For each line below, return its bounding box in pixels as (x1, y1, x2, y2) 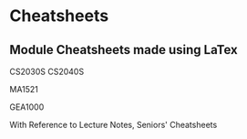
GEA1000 (9, 102, 45, 112)
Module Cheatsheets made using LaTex (9, 42, 239, 58)
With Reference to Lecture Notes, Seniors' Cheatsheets (9, 120, 218, 130)
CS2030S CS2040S (9, 66, 85, 77)
